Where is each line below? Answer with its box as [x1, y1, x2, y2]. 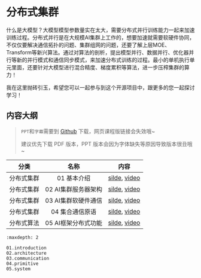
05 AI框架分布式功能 [45, 219, 103, 227]
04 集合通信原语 [50, 207, 97, 216]
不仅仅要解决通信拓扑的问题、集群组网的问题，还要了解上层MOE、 [6, 41, 170, 48]
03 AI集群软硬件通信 [45, 196, 103, 204]
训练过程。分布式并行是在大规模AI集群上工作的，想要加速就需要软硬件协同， [6, 33, 195, 41]
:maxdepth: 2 [6, 234, 39, 240]
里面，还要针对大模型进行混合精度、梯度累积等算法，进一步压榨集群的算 [11, 63, 190, 71]
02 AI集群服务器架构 [45, 185, 103, 193]
